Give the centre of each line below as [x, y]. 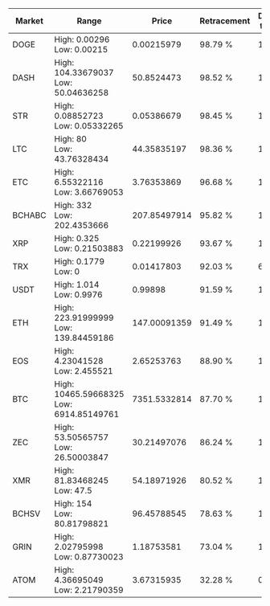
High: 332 [73, 205]
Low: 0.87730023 [89, 557]
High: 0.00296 [82, 39]
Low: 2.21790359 [89, 590]
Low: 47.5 [73, 491]
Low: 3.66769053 [89, 192]
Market [29, 21]
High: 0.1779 [80, 262]
